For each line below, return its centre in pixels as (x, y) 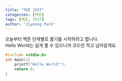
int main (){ (18, 60)
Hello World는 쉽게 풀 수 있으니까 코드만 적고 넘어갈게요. (61, 46)
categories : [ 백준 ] (25, 15)
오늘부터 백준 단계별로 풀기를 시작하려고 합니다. (52, 39)
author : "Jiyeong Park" (30, 24)
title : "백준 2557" (25, 10)
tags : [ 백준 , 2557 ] (25, 19)
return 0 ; (25, 69)
